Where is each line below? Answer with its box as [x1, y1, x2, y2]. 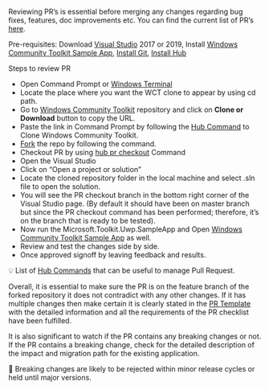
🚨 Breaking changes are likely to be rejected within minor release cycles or [8, 364, 255, 373]
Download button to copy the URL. [19, 113, 136, 123]
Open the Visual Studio [19, 156, 96, 166]
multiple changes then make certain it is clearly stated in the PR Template [8, 299, 251, 308]
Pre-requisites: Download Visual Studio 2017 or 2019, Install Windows [8, 39, 238, 49]
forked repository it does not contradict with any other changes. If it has [8, 290, 247, 300]
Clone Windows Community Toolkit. [19, 130, 139, 140]
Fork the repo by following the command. [19, 139, 157, 148]
